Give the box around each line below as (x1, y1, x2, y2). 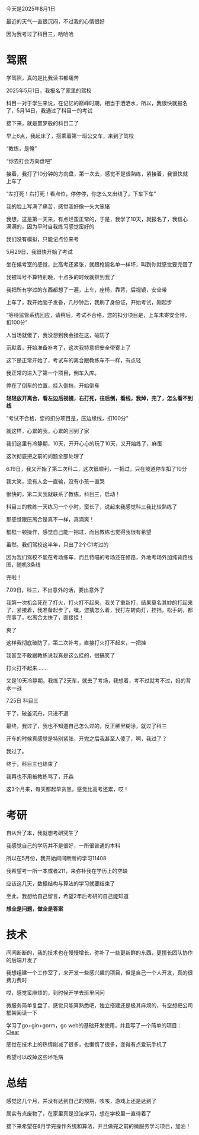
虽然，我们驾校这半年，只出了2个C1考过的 (6, 540, 109, 548)
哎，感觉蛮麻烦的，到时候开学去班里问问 (6, 989, 105, 996)
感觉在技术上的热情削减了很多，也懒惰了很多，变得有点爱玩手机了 (6, 1040, 167, 1048)
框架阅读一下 (6, 1009, 37, 1016)
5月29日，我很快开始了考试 (6, 248, 73, 255)
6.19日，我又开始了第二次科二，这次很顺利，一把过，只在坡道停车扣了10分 (6, 465, 187, 472)
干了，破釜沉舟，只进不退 (6, 709, 69, 716)
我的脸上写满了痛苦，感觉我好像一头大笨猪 (6, 203, 110, 210)
